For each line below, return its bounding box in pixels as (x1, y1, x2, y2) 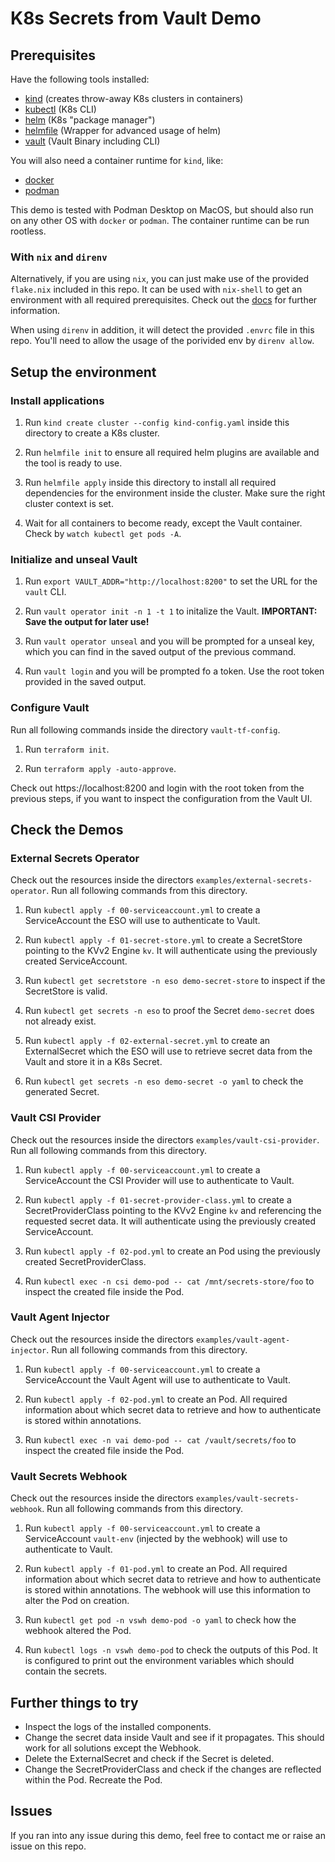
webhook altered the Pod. (24, 1625, 132, 1637)
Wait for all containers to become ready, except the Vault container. (24, 517, 303, 529)
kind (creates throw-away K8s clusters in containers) (24, 93, 244, 104)
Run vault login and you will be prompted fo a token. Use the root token (24, 665, 325, 677)
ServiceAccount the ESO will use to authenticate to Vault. (24, 915, 261, 927)
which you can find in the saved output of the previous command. (24, 646, 297, 658)
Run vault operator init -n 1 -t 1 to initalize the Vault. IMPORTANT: (24, 605, 318, 617)
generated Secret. (24, 1086, 100, 1098)
